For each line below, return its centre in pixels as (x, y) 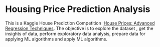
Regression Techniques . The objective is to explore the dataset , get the (79, 28)
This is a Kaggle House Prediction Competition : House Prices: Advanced (80, 23)
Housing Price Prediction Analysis (78, 9)
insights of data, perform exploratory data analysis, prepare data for (75, 33)
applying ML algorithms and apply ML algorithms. (56, 39)
